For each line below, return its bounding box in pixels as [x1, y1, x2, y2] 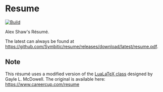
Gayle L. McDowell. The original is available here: [5, 76, 106, 82]
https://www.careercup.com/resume [5, 81, 80, 87]
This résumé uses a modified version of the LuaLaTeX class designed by [5, 71, 153, 77]
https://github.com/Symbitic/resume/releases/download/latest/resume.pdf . [5, 43, 159, 49]
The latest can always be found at [5, 38, 74, 44]
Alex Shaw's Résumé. [5, 29, 50, 34]
